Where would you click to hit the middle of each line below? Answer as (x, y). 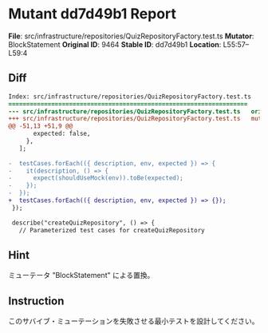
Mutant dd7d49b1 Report (93, 14)
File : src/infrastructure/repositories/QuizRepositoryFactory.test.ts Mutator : (131, 36)
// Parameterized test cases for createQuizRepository (112, 230)
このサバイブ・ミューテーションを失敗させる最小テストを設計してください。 (134, 321)
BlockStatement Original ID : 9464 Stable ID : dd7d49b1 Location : (115, 44)
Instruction (36, 301)
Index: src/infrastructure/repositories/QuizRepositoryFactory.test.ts (130, 97)
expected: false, (62, 134)
